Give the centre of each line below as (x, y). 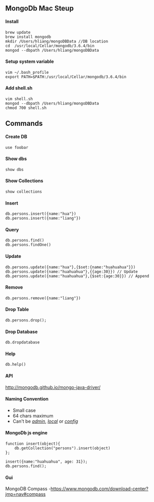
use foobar (17, 147)
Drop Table (17, 310)
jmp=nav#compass (25, 494)
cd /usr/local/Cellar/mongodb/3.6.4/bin (50, 46)
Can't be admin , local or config (45, 421)
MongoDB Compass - (28, 489)
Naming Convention (27, 399)
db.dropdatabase (22, 342)
